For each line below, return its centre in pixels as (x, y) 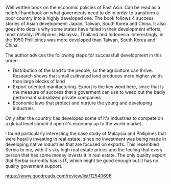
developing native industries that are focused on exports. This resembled (82, 144)
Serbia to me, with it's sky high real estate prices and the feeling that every (84, 150)
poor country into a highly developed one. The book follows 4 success (80, 18)
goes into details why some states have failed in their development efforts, (83, 29)
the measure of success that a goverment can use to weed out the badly (89, 92)
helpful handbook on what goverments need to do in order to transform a (82, 13)
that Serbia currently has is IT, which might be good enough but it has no (82, 161)
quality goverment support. (34, 166)
